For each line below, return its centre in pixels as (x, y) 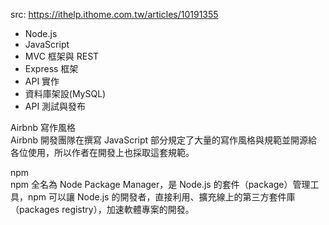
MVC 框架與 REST (62, 56)
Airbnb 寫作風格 (43, 127)
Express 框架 (51, 68)
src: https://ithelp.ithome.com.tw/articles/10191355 (114, 14)
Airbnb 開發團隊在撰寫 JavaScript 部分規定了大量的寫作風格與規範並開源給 (164, 140)
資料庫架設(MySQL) (65, 93)
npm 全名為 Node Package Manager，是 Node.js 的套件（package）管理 (160, 184)
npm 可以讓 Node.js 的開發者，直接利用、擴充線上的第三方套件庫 (161, 197)
